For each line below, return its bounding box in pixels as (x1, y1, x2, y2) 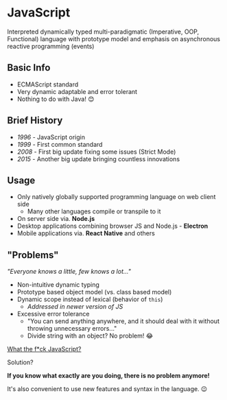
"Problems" (7, 249, 59, 261)
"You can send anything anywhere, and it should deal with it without (27, 317, 219, 325)
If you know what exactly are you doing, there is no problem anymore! (7, 372, 211, 380)
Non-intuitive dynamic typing (16, 281, 99, 289)
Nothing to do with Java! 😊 (16, 95, 95, 103)
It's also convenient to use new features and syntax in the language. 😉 (7, 385, 208, 393)
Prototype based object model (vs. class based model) (16, 288, 172, 296)
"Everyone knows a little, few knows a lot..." (7, 268, 132, 276)
